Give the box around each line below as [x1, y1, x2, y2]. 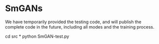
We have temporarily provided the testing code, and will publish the [5, 19, 141, 25]
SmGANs [5, 3, 43, 14]
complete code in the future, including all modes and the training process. [5, 24, 155, 29]
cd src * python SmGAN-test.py [5, 33, 70, 39]
